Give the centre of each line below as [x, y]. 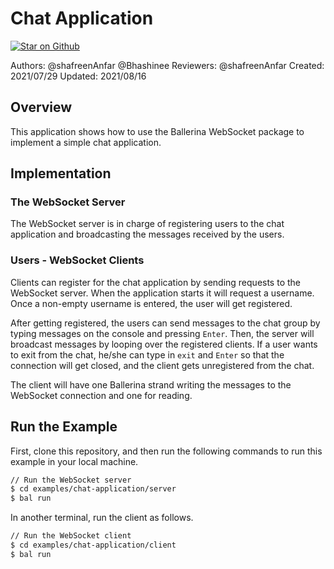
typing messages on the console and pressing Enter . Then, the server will [162, 333]
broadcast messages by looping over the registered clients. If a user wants [164, 344]
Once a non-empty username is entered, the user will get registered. [151, 303]
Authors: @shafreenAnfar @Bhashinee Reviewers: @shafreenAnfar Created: [167, 65]
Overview [41, 107]
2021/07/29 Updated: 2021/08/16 [78, 76]
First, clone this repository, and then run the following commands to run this [166, 451]
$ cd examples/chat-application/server [93, 489]
